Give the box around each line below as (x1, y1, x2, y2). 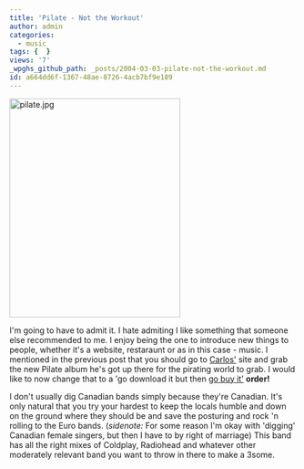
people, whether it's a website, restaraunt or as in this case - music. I (9, 344, 269, 355)
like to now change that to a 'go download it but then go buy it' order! (9, 373, 270, 384)
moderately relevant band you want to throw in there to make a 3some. (9, 449, 276, 460)
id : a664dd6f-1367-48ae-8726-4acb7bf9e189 (9, 73, 173, 82)
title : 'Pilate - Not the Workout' (9, 13, 145, 23)
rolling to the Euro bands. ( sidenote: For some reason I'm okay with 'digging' (9, 420, 296, 431)
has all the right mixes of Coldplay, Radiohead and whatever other (9, 439, 257, 450)
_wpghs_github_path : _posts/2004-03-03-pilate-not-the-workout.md (9, 65, 267, 74)
